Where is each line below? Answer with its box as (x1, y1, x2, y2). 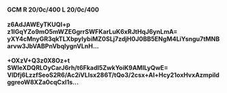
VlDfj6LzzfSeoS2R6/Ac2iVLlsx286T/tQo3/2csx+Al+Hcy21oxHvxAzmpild (7, 71, 220, 79)
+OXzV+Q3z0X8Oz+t (7, 56, 70, 64)
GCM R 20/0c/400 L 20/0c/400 (7, 5, 99, 14)
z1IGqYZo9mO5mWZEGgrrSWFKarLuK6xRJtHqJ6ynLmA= (7, 28, 178, 36)
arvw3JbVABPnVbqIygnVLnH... (7, 42, 99, 50)
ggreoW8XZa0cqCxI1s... (7, 78, 79, 86)
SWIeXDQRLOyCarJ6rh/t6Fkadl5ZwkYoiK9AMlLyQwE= (7, 64, 169, 72)
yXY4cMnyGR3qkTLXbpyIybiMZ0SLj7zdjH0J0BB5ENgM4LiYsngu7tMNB (7, 35, 220, 43)
